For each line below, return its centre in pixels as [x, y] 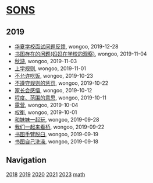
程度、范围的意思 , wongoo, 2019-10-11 [60, 98]
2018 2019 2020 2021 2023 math [46, 174]
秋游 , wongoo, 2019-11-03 [46, 61]
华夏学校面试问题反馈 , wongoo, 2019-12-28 [66, 46]
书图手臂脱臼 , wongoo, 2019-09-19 [56, 134]
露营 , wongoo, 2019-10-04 [46, 105]
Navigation [26, 160]
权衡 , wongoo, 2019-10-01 [46, 112]
